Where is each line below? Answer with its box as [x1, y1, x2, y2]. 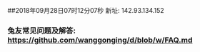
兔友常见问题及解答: [7, 26, 76, 36]
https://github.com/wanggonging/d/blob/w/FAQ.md [7, 35, 193, 45]
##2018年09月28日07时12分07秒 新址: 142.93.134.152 [7, 6, 164, 14]
